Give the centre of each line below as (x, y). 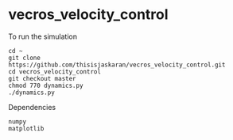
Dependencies (32, 107)
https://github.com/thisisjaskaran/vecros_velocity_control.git (117, 65)
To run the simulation (43, 36)
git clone (25, 58)
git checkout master (43, 78)
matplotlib (26, 128)
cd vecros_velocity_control (55, 72)
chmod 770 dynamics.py (46, 85)
